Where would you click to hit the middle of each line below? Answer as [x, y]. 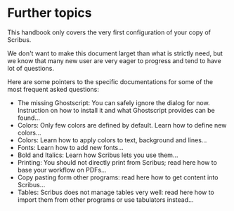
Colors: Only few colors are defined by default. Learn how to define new [122, 125]
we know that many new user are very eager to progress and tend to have [114, 60]
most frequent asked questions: [53, 89]
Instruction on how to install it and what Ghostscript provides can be [116, 110]
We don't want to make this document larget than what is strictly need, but [115, 53]
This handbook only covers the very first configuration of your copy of [109, 32]
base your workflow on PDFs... [62, 170]
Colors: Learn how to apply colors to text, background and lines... [112, 140]
